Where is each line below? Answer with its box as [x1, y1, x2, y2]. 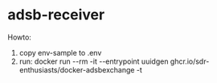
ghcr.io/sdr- [170, 56, 210, 66]
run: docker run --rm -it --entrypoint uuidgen [18, 56, 169, 66]
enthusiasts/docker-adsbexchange [18, 64, 135, 74]
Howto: [7, 32, 31, 42]
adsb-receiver [7, 6, 105, 24]
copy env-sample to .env [18, 48, 102, 57]
